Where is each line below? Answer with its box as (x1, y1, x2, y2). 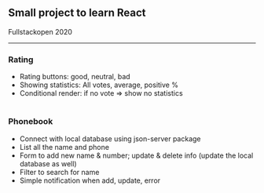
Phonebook (8, 116, 53, 127)
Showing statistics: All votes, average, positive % (19, 80, 179, 89)
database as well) (19, 158, 77, 168)
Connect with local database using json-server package (19, 133, 202, 144)
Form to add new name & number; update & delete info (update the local (19, 151, 254, 160)
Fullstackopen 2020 (8, 27, 73, 36)
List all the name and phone (19, 142, 110, 151)
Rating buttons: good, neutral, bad (19, 72, 131, 82)
